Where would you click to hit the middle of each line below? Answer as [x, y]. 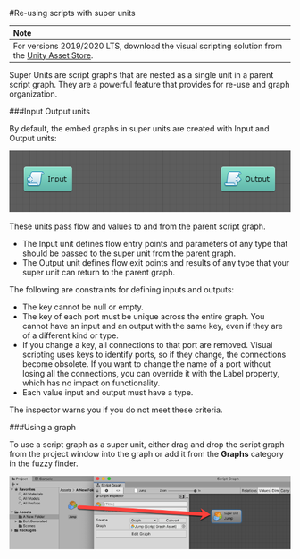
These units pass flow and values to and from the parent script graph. [137, 226]
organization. [33, 94]
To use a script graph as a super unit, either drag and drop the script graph [147, 444]
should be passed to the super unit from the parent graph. [129, 253]
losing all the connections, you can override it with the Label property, [150, 373]
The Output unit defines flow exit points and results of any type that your [156, 262]
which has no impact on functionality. [91, 383]
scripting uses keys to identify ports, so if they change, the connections [154, 354]
